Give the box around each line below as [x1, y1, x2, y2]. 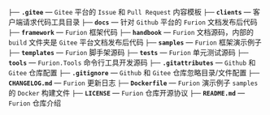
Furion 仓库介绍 [8, 98, 61, 108]
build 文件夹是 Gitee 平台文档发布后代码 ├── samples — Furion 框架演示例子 [8, 37, 262, 47]
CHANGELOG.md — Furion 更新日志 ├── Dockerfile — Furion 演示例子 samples [8, 78, 259, 87]
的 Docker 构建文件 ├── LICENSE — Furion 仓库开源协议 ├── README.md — [8, 88, 246, 97]
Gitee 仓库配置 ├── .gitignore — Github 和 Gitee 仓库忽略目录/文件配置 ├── [8, 68, 260, 77]
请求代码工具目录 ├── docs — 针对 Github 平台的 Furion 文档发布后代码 [22, 17, 258, 27]
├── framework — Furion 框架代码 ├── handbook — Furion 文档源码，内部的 [8, 28, 255, 36]
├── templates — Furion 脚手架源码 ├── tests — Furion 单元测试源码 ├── [8, 48, 249, 57]
